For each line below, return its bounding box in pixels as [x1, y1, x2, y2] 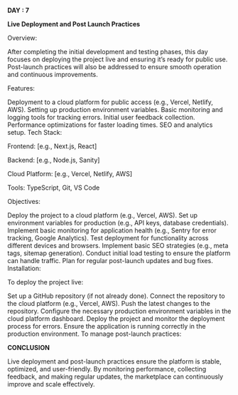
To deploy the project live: [7, 278, 84, 286]
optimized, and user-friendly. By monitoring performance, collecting [7, 365, 207, 373]
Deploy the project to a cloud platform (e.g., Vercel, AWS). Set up [7, 211, 198, 220]
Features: [7, 84, 36, 92]
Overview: [7, 34, 38, 42]
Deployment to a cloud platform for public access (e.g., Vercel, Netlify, [7, 98, 213, 106]
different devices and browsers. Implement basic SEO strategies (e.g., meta [7, 242, 229, 250]
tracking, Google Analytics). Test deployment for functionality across [7, 234, 209, 242]
